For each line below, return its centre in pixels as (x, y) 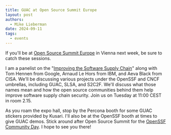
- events (19, 39)
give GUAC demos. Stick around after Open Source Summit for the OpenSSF (86, 121)
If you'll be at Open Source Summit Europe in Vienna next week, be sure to (84, 53)
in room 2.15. (19, 100)
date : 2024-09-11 (24, 29)
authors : (15, 19)
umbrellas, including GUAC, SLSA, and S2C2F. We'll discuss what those (81, 84)
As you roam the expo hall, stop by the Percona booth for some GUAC (79, 111)
